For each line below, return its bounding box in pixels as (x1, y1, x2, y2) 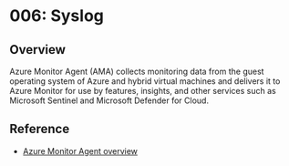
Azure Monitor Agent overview (22, 145, 139, 156)
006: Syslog (9, 5, 105, 26)
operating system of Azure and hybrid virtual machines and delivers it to (9, 76, 281, 87)
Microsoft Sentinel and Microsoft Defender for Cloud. (9, 95, 210, 106)
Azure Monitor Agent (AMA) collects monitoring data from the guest (9, 66, 264, 77)
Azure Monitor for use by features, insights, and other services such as (9, 86, 276, 96)
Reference (9, 121, 70, 137)
